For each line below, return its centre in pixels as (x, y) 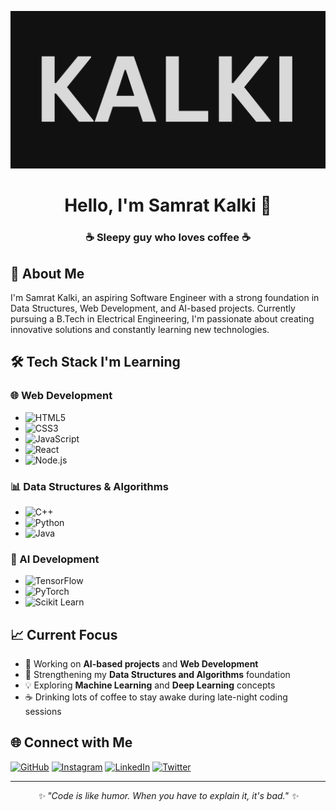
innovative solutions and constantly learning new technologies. (140, 329)
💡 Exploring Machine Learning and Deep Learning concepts (150, 685)
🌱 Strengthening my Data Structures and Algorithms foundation (157, 675)
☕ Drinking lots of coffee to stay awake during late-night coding (156, 697)
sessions (43, 712)
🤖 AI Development (55, 559)
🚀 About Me (47, 273)
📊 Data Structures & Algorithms (89, 486)
